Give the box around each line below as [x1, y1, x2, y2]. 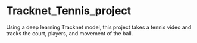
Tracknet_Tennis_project [6, 4, 132, 18]
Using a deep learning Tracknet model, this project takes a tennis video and [6, 24, 192, 31]
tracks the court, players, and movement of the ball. [6, 29, 133, 37]
